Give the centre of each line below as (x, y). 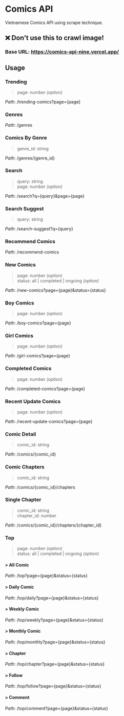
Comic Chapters (25, 467)
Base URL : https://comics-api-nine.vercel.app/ (62, 52)
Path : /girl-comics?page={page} (38, 356)
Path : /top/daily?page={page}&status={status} (52, 598)
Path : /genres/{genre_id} (30, 158)
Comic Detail (21, 434)
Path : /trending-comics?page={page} (43, 102)
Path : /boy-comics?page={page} (38, 323)
